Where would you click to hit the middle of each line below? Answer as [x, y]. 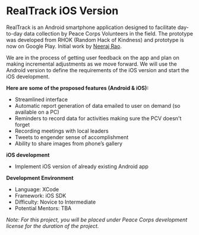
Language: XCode [37, 189]
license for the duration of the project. [53, 226]
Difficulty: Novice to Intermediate [55, 202]
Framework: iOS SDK [40, 195]
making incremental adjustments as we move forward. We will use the [91, 64]
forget [22, 124]
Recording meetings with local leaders [61, 131]
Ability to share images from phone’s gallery [69, 143]
